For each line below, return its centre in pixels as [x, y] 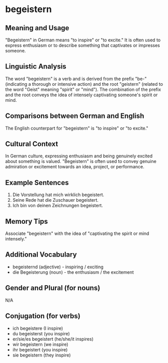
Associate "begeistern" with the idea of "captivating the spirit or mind [77, 233]
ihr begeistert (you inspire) [40, 349]
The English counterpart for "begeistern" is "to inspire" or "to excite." [77, 128]
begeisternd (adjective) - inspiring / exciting [58, 267]
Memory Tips [27, 221]
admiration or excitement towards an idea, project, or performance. [75, 167]
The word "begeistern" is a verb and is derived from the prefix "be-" [76, 79]
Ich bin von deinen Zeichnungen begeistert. [58, 206]
